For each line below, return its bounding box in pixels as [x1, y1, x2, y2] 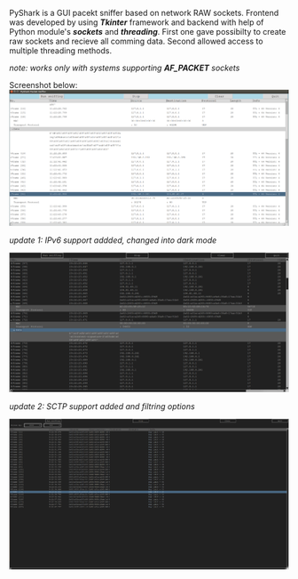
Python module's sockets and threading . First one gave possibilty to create [9, 27, 286, 36]
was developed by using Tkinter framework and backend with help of [9, 17, 264, 28]
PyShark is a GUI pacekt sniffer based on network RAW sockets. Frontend [9, 8, 279, 18]
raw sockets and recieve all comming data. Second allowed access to [9, 36, 263, 46]
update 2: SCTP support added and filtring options [9, 400, 195, 412]
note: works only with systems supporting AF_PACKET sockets [9, 62, 240, 73]
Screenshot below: [9, 80, 78, 90]
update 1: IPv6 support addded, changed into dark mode [9, 235, 217, 245]
